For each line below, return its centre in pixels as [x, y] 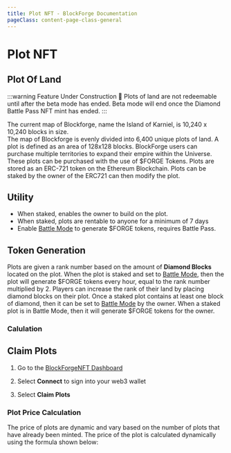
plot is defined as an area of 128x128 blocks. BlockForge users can [102, 146]
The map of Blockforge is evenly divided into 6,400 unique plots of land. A [113, 139]
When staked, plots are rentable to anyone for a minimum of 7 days [113, 221]
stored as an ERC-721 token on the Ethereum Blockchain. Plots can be [107, 168]
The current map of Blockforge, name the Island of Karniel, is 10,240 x [107, 124]
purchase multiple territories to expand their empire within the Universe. [110, 153]
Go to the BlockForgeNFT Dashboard [70, 367]
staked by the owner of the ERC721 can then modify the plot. [94, 175]
